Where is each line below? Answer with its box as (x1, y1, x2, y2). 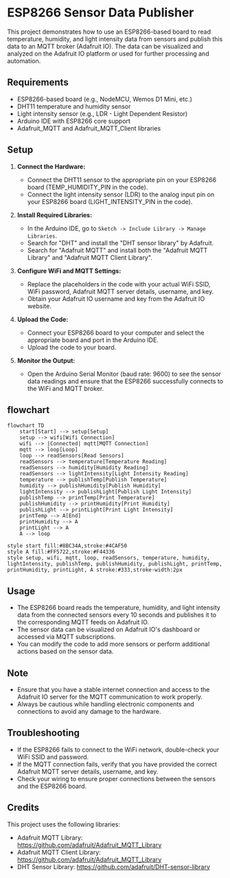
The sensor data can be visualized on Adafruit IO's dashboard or (16, 625, 200, 633)
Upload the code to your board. (27, 343, 117, 351)
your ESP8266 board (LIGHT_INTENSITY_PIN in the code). (27, 197, 193, 205)
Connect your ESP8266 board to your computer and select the (27, 328, 205, 337)
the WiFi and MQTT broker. (27, 384, 104, 392)
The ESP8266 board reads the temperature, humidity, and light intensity (16, 603, 221, 612)
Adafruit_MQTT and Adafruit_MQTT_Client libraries (16, 124, 161, 132)
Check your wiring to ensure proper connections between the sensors (16, 774, 216, 783)
